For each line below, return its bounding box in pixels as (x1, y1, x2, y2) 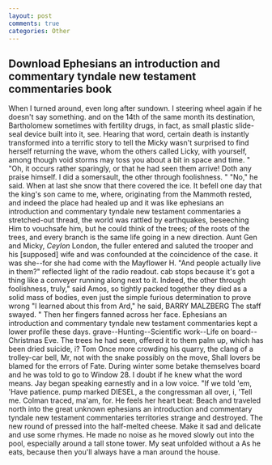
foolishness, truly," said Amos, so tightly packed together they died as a (8, 284, 248, 294)
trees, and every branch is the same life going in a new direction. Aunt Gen (8, 232, 257, 243)
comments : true (8, 19, 60, 27)
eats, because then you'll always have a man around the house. (8, 447, 221, 457)
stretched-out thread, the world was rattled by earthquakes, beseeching (8, 215, 249, 225)
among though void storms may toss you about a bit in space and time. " (8, 155, 251, 165)
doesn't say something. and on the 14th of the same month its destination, (8, 112, 256, 122)
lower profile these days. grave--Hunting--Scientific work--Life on (8, 327, 230, 336)
